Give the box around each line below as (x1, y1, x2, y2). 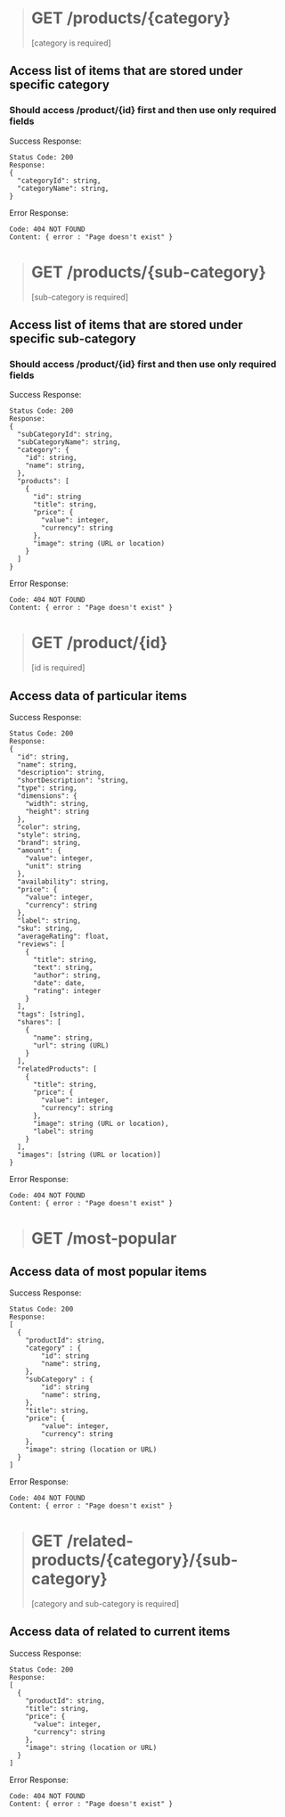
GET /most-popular (30, 1229, 177, 1249)
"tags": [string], (17, 1010, 86, 1019)
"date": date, (32, 979, 86, 988)
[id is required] (30, 662, 85, 673)
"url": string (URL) (32, 1041, 110, 1050)
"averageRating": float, (17, 932, 110, 941)
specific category (9, 78, 110, 93)
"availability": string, (17, 877, 110, 886)
